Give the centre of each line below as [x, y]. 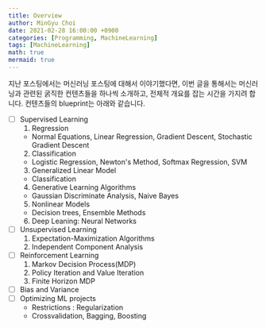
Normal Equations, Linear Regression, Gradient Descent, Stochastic [142, 137]
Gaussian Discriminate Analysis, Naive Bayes [105, 195]
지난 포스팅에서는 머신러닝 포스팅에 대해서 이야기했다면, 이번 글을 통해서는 [123, 83]
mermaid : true [32, 60]
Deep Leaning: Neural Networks [84, 221]
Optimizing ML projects [58, 299]
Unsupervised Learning [58, 229]
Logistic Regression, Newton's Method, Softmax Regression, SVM [139, 162]
